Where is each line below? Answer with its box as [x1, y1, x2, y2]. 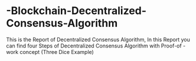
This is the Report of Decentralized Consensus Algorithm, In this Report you [6, 36, 190, 43]
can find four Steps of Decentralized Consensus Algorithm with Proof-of [6, 42, 182, 49]
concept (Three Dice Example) [19, 48, 94, 55]
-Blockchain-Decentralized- [6, 4, 146, 18]
